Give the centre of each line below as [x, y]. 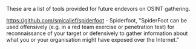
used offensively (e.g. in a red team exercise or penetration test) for [90, 27]
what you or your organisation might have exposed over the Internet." [93, 40]
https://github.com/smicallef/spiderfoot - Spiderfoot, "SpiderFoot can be [97, 20]
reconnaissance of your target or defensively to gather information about [97, 33]
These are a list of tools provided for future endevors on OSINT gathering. [98, 9]
